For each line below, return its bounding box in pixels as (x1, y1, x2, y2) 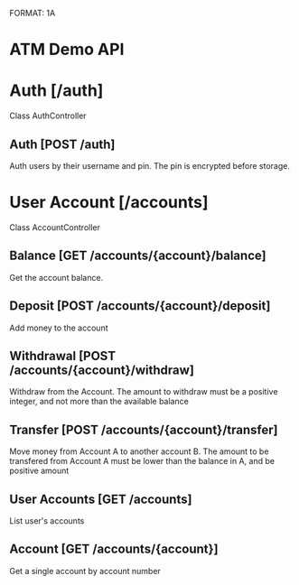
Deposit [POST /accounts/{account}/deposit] (9, 298, 271, 314)
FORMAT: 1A (9, 8, 56, 18)
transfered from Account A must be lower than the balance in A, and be (9, 456, 276, 467)
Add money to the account (9, 322, 108, 333)
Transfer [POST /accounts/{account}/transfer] (9, 422, 278, 437)
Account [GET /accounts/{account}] (9, 542, 219, 557)
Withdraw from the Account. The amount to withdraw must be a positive (9, 386, 278, 397)
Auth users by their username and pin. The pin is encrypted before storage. (9, 160, 291, 171)
